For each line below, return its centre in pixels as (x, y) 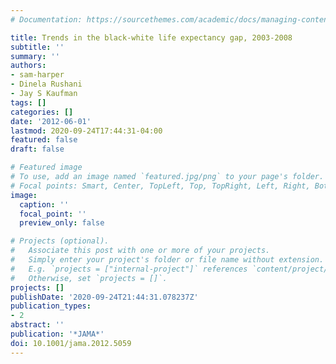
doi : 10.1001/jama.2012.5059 (71, 343)
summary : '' (35, 56)
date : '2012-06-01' (51, 121)
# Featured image (46, 167)
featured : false (44, 140)
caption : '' (44, 204)
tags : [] (28, 102)
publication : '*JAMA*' (57, 334)
